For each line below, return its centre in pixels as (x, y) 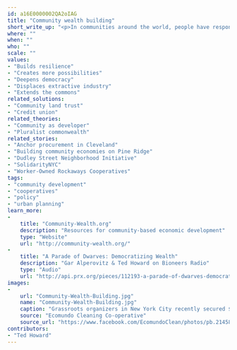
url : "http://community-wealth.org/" (75, 243)
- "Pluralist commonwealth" (49, 132)
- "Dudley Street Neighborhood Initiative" (72, 158)
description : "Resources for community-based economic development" (123, 230)
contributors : (28, 329)
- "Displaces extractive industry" (60, 86)
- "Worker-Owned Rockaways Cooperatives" (69, 171)
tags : (15, 178)
